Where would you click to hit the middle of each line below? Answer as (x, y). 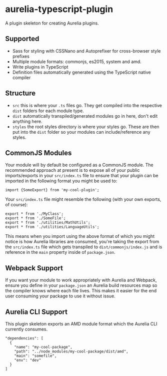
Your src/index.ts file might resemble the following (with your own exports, (83, 199)
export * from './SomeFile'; (35, 218)
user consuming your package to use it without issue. (60, 296)
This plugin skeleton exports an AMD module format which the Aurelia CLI (81, 324)
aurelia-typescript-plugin (59, 9)
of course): (16, 205)
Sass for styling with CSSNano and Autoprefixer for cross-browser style (86, 51)
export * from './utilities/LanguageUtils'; (52, 227)
